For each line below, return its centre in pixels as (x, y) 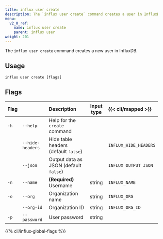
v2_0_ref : (19, 23)
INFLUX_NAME (122, 182)
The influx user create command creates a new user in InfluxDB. (71, 50)
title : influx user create (32, 10)
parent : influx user (34, 32)
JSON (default (65, 165)
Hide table (60, 139)
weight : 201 (17, 37)
